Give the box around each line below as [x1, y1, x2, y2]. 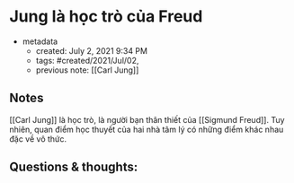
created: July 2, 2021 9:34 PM [35, 45, 148, 56]
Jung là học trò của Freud [9, 6, 203, 27]
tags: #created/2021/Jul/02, [35, 55, 139, 65]
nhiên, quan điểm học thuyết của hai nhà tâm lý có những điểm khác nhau [9, 124, 284, 135]
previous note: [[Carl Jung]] [35, 65, 139, 75]
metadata [22, 36, 58, 47]
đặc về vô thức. [9, 133, 67, 144]
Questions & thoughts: [9, 160, 138, 175]
